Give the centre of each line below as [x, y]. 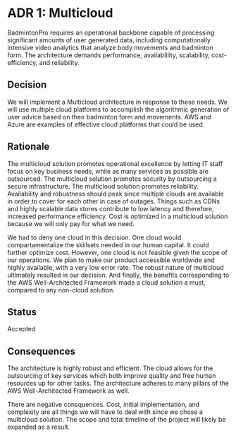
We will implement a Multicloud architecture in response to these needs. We [117, 102]
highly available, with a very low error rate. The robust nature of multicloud [116, 267]
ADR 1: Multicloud [60, 13]
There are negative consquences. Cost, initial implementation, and [104, 405]
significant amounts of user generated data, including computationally [109, 40]
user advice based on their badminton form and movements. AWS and [109, 117]
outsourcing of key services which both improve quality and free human [112, 376]
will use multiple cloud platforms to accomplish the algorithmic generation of [118, 109]
